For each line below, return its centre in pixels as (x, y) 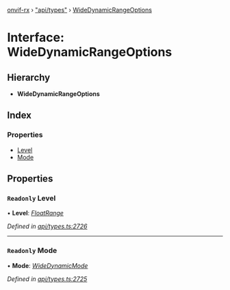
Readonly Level (31, 198)
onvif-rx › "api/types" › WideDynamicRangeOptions (80, 10)
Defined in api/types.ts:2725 (47, 279)
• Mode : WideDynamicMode (48, 265)
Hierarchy (29, 77)
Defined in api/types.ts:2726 (47, 226)
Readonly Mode (32, 251)
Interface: (36, 38)
